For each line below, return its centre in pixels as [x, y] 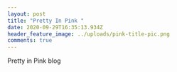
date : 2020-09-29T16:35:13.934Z [55, 27]
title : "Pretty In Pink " [45, 21]
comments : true [30, 41]
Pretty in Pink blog [34, 61]
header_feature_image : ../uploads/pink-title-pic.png [89, 34]
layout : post [27, 14]
